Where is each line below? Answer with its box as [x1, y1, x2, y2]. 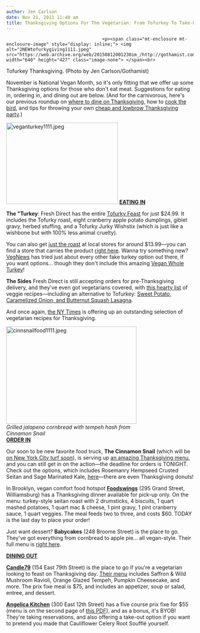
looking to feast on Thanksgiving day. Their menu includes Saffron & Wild [6, 570, 186, 577]
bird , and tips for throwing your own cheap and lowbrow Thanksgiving [6, 105, 179, 112]
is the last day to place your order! [6, 517, 90, 524]
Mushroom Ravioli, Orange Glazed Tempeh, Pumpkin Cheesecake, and [6, 577, 180, 584]
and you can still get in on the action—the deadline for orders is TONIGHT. [6, 460, 189, 468]
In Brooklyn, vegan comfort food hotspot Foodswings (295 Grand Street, [6, 485, 185, 492]
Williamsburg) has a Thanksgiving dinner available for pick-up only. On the [6, 491, 189, 499]
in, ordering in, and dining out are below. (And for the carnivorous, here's [6, 92, 185, 99]
